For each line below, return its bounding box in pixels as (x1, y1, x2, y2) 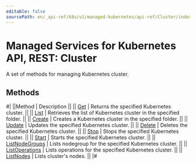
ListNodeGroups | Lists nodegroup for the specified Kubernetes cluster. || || (6, 141, 188, 148)
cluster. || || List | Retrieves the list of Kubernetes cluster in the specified (6, 109, 180, 117)
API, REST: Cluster (6, 51, 97, 65)
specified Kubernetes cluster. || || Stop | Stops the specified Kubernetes (6, 128, 179, 135)
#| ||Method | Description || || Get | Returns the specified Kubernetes (6, 103, 171, 110)
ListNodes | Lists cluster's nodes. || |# (6, 153, 97, 160)
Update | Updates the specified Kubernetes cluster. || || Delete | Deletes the (6, 122, 188, 129)
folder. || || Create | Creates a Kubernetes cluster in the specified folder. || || (6, 115, 188, 122)
